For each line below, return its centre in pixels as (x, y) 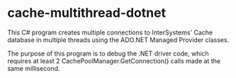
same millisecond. (34, 68)
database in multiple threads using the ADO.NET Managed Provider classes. (118, 39)
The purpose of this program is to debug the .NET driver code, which (108, 53)
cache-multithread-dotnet (87, 13)
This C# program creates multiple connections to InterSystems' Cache (110, 32)
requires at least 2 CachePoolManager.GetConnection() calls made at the (114, 60)
